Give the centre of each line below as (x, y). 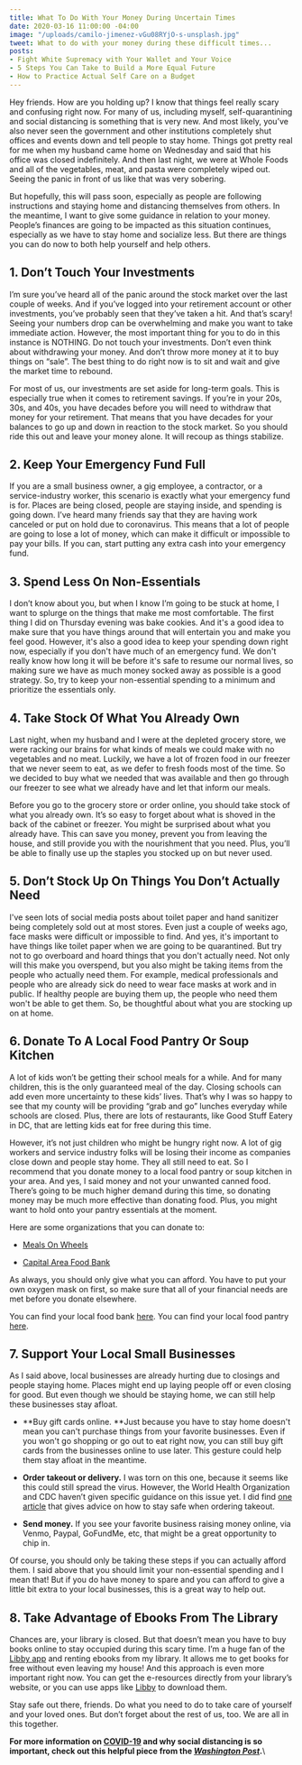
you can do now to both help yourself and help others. (110, 244)
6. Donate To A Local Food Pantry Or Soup (129, 1041)
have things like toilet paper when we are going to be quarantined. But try (146, 946)
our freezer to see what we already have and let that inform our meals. (140, 787)
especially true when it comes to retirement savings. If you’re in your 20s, (146, 398)
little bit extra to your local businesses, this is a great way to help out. (137, 1589)
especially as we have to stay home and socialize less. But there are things (148, 234)
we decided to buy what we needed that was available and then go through (149, 778)
